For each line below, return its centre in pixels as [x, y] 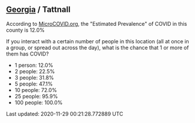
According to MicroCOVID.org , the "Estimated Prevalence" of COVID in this [97, 23]
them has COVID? [27, 54]
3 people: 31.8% [34, 77]
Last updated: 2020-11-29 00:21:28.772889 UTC [65, 114]
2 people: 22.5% [35, 71]
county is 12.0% [26, 30]
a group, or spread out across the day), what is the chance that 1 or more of [97, 47]
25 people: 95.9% [36, 96]
